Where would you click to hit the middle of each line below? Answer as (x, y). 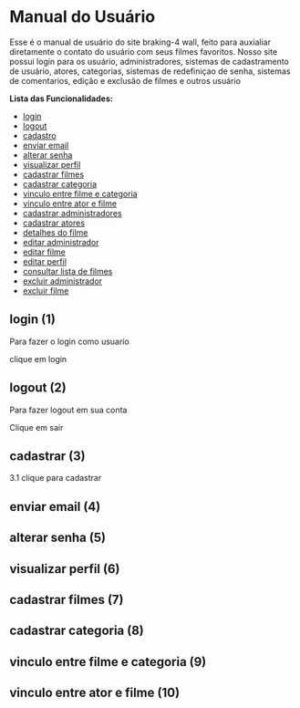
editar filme (44, 252)
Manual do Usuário (83, 17)
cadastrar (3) (48, 456)
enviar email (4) (55, 507)
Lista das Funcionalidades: (62, 99)
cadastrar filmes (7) (67, 599)
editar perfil (44, 261)
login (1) (33, 320)
